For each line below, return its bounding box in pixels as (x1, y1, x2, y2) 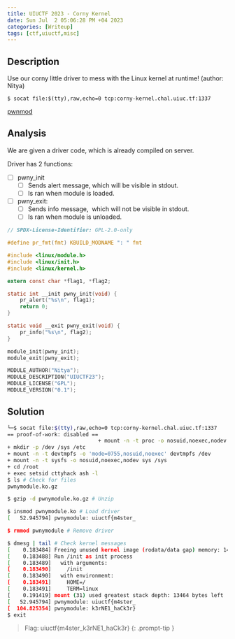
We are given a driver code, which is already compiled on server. (7, 146, 194, 155)
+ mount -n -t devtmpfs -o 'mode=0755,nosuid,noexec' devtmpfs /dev (7, 450, 211, 458)
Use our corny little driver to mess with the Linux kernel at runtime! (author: (7, 74, 224, 82)
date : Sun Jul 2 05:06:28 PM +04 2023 (7, 17, 124, 24)
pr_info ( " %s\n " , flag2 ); (20, 329, 92, 336)
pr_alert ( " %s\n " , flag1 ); (20, 296, 96, 304)
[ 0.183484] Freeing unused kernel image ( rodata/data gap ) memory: (7, 546, 220, 553)
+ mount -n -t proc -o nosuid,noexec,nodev (97, 438, 227, 445)
